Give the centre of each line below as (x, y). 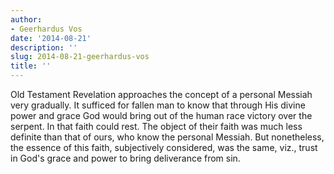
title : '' (31, 66)
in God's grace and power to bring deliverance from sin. (125, 158)
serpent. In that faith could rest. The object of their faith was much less (156, 126)
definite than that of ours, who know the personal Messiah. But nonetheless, (167, 137)
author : (26, 19)
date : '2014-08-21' (51, 38)
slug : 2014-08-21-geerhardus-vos (80, 57)
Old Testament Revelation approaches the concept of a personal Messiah (161, 94)
